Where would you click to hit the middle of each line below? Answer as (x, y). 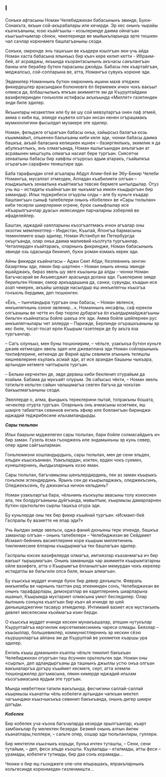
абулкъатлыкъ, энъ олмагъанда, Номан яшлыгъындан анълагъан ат (77, 148)
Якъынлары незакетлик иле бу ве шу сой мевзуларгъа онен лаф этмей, (81, 112)
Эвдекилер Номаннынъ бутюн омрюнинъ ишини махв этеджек (72, 81)
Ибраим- (146, 56)
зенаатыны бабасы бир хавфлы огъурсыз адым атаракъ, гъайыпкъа (77, 159)
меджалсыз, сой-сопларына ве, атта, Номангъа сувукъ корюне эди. (78, 72)
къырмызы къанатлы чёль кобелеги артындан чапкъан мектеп (72, 694)
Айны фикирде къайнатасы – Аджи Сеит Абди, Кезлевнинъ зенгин (76, 261)
